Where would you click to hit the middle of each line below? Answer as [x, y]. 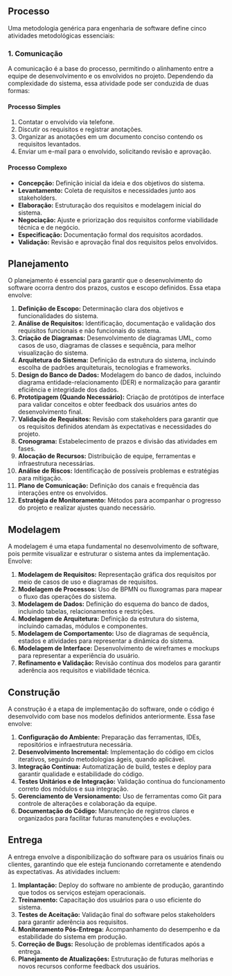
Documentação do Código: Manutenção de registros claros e [106, 811]
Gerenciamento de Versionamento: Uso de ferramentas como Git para [120, 796]
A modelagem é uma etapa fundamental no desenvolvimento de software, [114, 546]
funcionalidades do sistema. [58, 316]
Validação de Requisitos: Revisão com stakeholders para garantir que [118, 419]
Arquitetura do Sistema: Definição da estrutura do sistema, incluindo [117, 360]
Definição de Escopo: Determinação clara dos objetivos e [101, 309]
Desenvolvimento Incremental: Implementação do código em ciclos [116, 752]
